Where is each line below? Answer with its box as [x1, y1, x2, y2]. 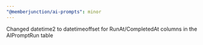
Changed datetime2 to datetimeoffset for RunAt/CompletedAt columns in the [6, 25, 198, 32]
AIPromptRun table [6, 31, 53, 39]
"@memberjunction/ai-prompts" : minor [6, 8, 102, 15]
